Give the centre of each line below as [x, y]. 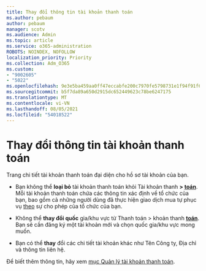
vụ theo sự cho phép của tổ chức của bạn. [69, 207]
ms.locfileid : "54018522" [39, 115]
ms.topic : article [30, 40]
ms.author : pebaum [30, 18]
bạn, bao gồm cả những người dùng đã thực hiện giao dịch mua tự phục [106, 200]
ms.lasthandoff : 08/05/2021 [42, 109]
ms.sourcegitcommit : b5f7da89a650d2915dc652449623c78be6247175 [89, 92]
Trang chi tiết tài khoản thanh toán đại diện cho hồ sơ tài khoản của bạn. [97, 175]
